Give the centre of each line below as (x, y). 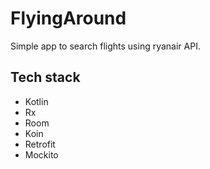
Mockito (41, 154)
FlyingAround (68, 18)
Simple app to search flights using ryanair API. (105, 46)
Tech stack (45, 77)
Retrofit (40, 144)
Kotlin (36, 101)
